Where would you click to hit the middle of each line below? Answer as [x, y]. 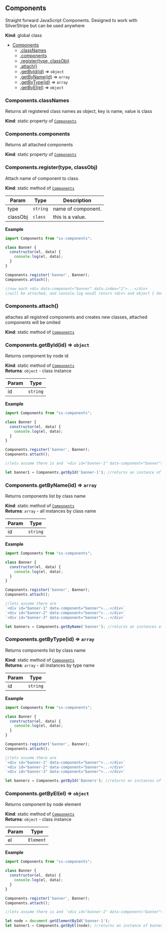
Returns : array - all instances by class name [51, 511]
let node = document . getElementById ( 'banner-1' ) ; [58, 921]
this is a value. [69, 217]
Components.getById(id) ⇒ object [47, 345]
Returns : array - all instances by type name [50, 665]
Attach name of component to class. [42, 178]
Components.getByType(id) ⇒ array [50, 639]
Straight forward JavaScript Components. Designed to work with [71, 20]
